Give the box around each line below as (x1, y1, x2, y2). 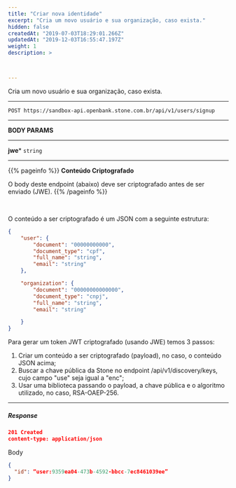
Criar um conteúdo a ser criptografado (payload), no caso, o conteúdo (18, 351, 222, 360)
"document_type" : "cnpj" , (33, 292, 109, 300)
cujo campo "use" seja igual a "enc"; (18, 374, 125, 382)
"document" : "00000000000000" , (33, 286, 125, 293)
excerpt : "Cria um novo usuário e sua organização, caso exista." (8, 17, 206, 24)
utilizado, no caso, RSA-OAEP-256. (18, 388, 119, 397)
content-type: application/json (8, 435, 102, 442)
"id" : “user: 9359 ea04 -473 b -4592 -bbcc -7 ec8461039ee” (14, 468, 169, 475)
